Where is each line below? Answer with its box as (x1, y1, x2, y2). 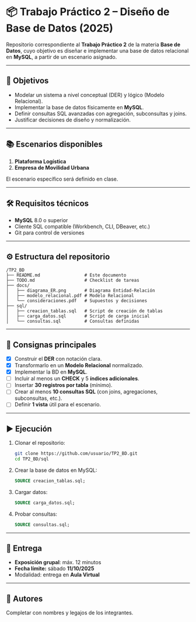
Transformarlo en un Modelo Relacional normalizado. (14, 362, 144, 369)
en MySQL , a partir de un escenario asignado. (6, 53, 117, 60)
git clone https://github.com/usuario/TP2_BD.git (14, 451, 138, 457)
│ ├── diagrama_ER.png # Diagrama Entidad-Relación (6, 288, 156, 293)
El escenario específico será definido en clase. (6, 175, 118, 182)
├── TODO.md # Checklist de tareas (6, 278, 140, 284)
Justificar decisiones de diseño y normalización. (14, 116, 131, 123)
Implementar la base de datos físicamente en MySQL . (14, 103, 144, 110)
